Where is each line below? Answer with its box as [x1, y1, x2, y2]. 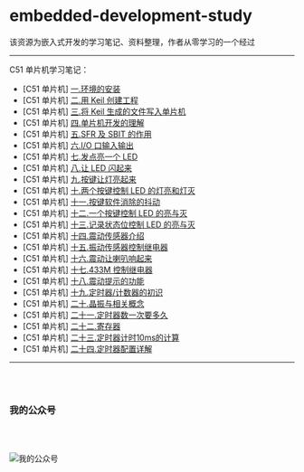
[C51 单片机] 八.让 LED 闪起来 [22, 162, 133, 173]
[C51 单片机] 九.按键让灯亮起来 [22, 174, 138, 184]
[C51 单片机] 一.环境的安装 [22, 83, 121, 94]
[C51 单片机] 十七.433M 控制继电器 [22, 264, 154, 275]
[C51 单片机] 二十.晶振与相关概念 [22, 297, 145, 308]
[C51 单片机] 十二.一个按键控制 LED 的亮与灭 [22, 207, 188, 218]
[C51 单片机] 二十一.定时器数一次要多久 [22, 309, 169, 320]
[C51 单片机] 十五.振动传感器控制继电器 [22, 241, 169, 252]
